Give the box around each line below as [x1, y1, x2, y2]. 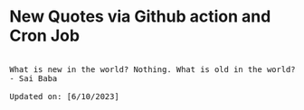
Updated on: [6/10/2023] [9, 91, 119, 101]
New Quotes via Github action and [9, 6, 271, 27]
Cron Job [9, 25, 80, 46]
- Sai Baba [9, 73, 58, 83]
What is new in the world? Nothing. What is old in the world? [9, 64, 296, 74]
